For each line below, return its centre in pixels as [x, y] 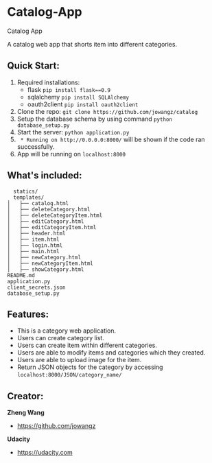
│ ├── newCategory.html [44, 257]
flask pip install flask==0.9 [69, 89]
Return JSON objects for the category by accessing [90, 367]
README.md [21, 275]
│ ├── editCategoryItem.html [52, 227]
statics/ [26, 191]
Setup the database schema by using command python [95, 119]
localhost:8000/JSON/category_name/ [69, 375]
